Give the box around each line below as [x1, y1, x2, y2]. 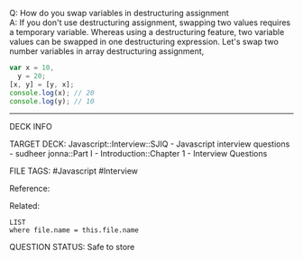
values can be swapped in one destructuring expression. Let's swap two [9, 36, 280, 47]
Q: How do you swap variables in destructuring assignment [9, 8, 230, 18]
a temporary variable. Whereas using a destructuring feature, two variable [9, 27, 285, 37]
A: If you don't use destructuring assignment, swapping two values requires [9, 17, 291, 28]
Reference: [9, 184, 50, 194]
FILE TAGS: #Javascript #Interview [9, 166, 138, 176]
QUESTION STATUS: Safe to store [9, 242, 135, 253]
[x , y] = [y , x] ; [9, 80, 75, 89]
